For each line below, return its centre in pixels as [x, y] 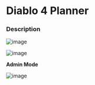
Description [23, 29]
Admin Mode [22, 64]
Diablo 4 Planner [47, 11]
